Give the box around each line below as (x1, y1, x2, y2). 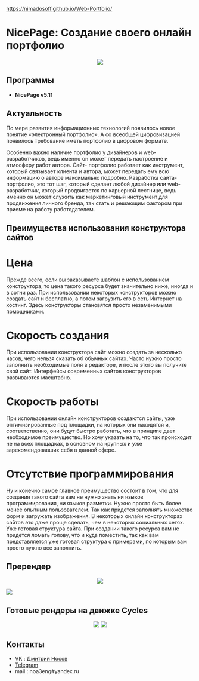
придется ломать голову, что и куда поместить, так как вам (6, 531, 159, 538)
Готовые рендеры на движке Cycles (6, 605, 148, 615)
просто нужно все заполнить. (6, 544, 82, 551)
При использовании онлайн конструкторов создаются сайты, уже (6, 415, 175, 422)
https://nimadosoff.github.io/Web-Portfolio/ (6, 5, 113, 12)
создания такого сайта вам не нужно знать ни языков (6, 493, 144, 501)
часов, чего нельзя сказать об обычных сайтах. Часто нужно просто (6, 355, 182, 362)
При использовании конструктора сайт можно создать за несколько (6, 348, 182, 355)
